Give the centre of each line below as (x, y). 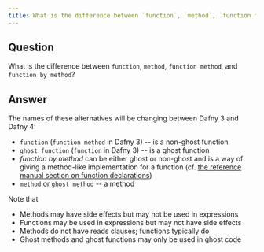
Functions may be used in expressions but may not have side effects (130, 223)
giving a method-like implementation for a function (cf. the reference (130, 167)
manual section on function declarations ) (86, 176)
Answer (28, 99)
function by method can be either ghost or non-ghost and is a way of (131, 159)
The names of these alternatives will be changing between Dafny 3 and (124, 118)
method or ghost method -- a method (77, 184)
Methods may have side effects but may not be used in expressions (129, 214)
